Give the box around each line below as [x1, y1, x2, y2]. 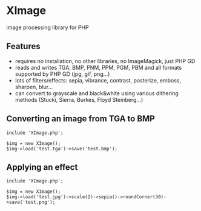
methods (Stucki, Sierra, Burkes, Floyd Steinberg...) [15, 96, 143, 103]
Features [6, 41, 41, 52]
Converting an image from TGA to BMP [6, 113, 156, 124]
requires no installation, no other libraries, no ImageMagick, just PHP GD [15, 57, 196, 64]
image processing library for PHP [6, 24, 89, 31]
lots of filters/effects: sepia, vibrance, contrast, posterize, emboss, [15, 76, 182, 84]
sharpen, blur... [15, 83, 53, 90]
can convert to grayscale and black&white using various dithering [15, 89, 179, 97]
